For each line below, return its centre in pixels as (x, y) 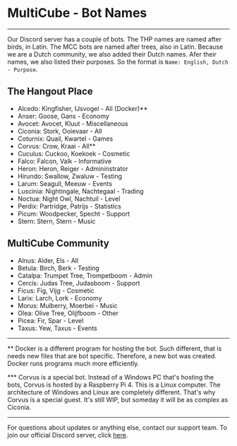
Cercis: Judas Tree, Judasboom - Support (79, 283)
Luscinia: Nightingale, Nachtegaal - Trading (80, 191)
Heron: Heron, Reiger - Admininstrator (73, 168)
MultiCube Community (58, 243)
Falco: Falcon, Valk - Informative (64, 161)
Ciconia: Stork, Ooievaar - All (60, 131)
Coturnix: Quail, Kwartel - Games (65, 139)
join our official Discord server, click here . (68, 435)
